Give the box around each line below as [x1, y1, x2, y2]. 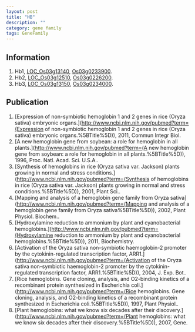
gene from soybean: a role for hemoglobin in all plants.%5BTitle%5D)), [14, 150, 186, 157]
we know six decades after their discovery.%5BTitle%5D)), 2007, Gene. [14, 318, 188, 326]
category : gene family [6, 25, 62, 31]
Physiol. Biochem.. [14, 213, 60, 220]
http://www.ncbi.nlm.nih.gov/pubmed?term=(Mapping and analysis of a [16, 200, 190, 207]
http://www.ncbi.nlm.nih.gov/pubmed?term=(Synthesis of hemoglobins [16, 175, 189, 182]
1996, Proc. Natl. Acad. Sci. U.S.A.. [14, 156, 99, 163]
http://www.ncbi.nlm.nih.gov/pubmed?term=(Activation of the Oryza [16, 256, 182, 263]
